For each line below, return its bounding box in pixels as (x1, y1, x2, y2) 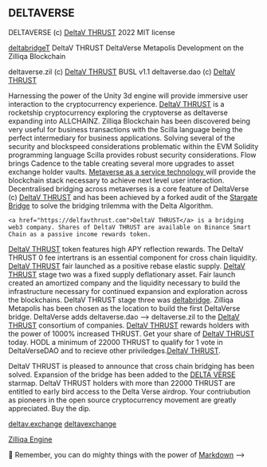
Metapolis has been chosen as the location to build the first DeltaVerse (8, 303, 241, 313)
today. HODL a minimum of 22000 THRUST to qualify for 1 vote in (8, 337, 223, 347)
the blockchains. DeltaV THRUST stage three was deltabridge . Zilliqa (8, 295, 234, 304)
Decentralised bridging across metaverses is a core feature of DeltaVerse (8, 183, 249, 194)
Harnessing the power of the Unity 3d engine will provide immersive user (8, 91, 249, 100)
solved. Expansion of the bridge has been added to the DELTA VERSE (8, 370, 236, 379)
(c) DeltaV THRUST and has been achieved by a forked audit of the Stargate (8, 192, 258, 202)
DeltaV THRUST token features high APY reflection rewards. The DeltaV (8, 244, 244, 253)
